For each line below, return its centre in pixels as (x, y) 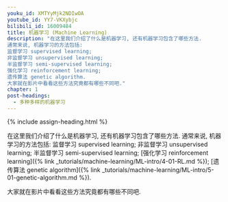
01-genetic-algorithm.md (42, 177)
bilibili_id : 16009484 (39, 26)
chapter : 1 (23, 89)
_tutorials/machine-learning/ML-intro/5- (158, 170)
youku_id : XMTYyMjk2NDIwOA (46, 13)
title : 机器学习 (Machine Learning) (57, 32)
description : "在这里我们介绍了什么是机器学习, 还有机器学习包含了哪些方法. (104, 39)
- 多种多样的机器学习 (39, 102)
